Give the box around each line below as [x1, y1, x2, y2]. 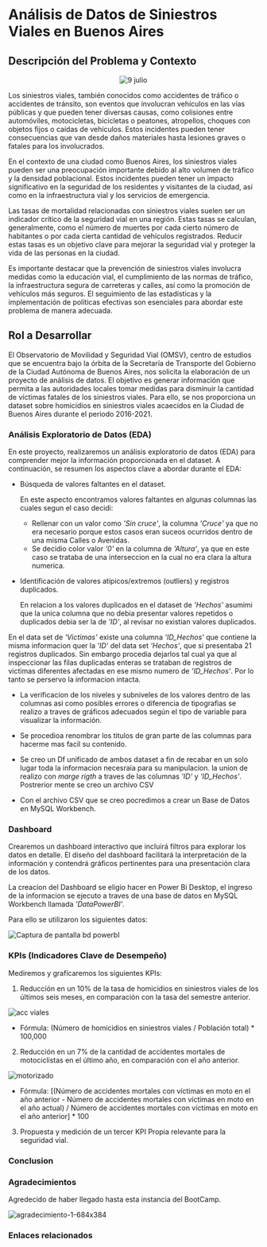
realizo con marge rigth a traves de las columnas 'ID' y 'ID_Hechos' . [19, 771, 242, 781]
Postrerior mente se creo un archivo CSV [19, 780, 154, 790]
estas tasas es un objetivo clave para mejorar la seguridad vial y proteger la [8, 240, 256, 249]
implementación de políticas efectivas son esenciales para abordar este [8, 297, 244, 307]
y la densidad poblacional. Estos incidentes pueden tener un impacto [8, 173, 234, 183]
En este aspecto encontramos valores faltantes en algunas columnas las [19, 495, 257, 504]
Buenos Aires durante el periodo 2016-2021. [8, 409, 153, 418]
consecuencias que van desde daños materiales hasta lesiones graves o [8, 133, 246, 142]
